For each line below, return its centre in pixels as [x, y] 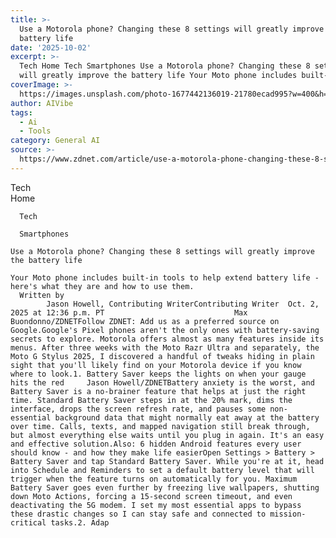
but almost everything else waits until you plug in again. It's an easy [167, 435]
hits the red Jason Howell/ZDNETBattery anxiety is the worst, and [162, 382]
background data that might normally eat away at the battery [187, 417]
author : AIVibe [42, 103]
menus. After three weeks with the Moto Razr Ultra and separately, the [165, 347]
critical [28, 522]
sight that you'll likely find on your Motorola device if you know [156, 365]
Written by [42, 295]
